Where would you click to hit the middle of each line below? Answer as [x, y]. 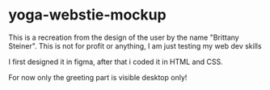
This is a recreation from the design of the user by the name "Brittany [124, 37]
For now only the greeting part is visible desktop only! [98, 77]
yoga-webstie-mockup [88, 15]
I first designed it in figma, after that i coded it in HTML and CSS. [116, 62]
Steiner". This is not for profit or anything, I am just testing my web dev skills [135, 45]
